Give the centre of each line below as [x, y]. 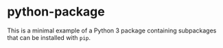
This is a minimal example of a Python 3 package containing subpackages [112, 30]
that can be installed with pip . [49, 37]
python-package [56, 12]
